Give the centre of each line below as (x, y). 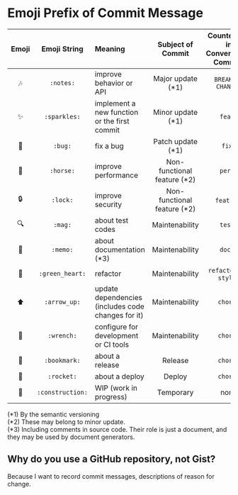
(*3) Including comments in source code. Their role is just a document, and (117, 429)
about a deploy (120, 376)
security (108, 204)
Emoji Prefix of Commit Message (106, 13)
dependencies (119, 297)
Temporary (175, 392)
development (117, 335)
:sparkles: (63, 116)
